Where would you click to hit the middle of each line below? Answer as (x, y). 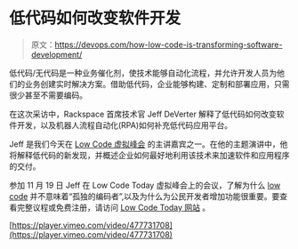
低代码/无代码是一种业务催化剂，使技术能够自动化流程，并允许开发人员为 (143, 73)
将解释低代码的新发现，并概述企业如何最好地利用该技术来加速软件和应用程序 (149, 155)
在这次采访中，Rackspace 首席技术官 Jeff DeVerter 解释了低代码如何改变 (143, 114)
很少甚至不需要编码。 (48, 95)
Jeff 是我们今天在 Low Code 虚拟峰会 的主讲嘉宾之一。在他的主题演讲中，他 (149, 144)
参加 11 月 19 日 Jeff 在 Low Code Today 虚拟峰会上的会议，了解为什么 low (145, 185)
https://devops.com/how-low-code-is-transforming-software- (169, 44)
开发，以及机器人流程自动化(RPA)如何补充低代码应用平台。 (125, 124)
